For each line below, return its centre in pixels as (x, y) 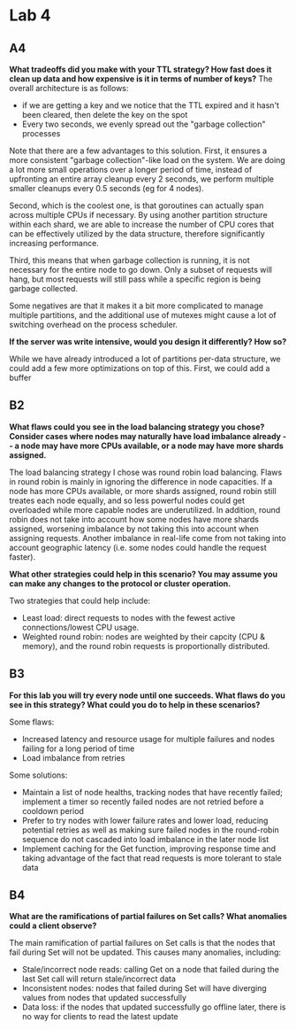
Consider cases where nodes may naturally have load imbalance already (145, 436)
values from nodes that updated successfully (104, 998)
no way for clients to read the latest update (100, 1017)
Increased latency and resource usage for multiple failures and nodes (148, 739)
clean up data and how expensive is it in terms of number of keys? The (141, 79)
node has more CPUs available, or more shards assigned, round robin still (143, 491)
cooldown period (53, 810)
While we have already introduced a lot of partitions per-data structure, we (145, 359)
